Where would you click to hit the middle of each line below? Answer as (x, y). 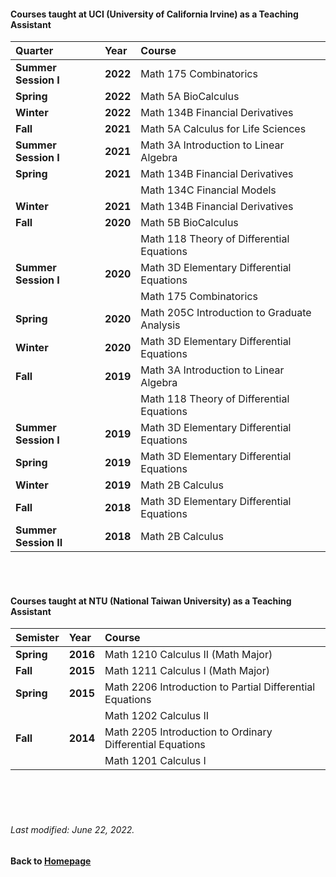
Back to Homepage (51, 861)
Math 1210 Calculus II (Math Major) (188, 655)
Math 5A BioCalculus (190, 97)
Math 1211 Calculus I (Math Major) (187, 671)
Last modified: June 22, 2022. (72, 829)
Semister (37, 638)
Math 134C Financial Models (208, 190)
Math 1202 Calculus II (157, 716)
